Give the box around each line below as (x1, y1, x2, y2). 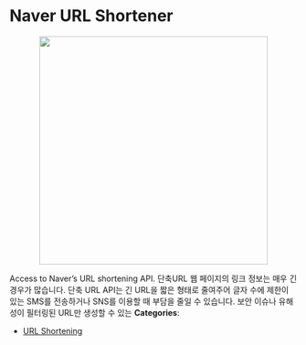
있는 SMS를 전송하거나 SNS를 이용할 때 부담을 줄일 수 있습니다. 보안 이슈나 (9, 296, 277, 307)
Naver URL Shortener (9, 5, 174, 26)
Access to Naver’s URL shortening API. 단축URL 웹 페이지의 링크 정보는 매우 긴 (9, 273, 298, 284)
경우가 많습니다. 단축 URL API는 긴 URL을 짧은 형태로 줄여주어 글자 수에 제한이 (9, 284, 290, 295)
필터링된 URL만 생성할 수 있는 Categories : (26, 307, 180, 318)
